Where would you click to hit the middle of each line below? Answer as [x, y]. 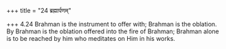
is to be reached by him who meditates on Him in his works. [91, 38]
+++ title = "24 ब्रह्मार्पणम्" [39, 11]
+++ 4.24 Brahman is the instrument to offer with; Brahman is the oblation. [112, 24]
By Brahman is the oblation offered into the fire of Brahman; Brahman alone [113, 31]
